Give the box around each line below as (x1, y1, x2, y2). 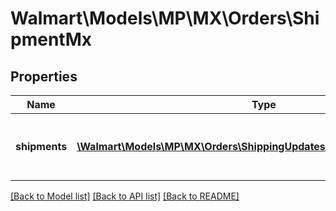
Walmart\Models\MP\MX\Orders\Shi (10, 7, 320, 30)
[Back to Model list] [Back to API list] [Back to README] (10, 190, 240, 202)
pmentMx (10, 28, 92, 51)
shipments (15, 140, 68, 153)
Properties (10, 68, 78, 85)
